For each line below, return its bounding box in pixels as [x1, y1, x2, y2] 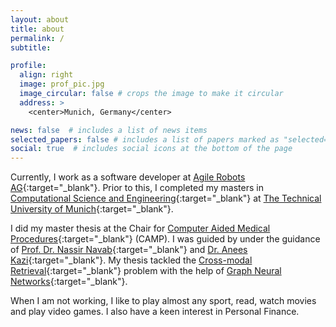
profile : [10, 61, 47, 71]
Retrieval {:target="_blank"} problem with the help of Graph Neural [10, 265, 282, 277]
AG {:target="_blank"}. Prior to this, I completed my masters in [10, 182, 264, 194]
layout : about [10, 14, 70, 25]
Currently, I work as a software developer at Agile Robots [10, 171, 246, 183]
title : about [10, 24, 65, 34]
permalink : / [10, 33, 65, 43]
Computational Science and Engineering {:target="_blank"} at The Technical [10, 192, 322, 205]
